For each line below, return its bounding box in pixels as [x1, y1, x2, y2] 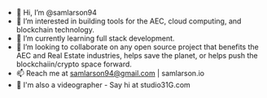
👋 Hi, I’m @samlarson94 [15, 8, 98, 17]
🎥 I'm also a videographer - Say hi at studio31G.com [15, 80, 191, 89]
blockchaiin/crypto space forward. [15, 59, 133, 69]
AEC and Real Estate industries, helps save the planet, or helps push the [15, 51, 258, 60]
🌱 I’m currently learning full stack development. [15, 33, 175, 43]
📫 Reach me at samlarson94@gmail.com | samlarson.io [15, 69, 205, 78]
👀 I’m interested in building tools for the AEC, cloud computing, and [15, 16, 242, 26]
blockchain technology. [15, 25, 95, 34]
